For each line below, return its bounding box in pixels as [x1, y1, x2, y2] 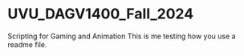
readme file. [7, 39, 47, 49]
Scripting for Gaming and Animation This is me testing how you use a [7, 31, 236, 41]
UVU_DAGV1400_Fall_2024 [7, 5, 194, 23]
